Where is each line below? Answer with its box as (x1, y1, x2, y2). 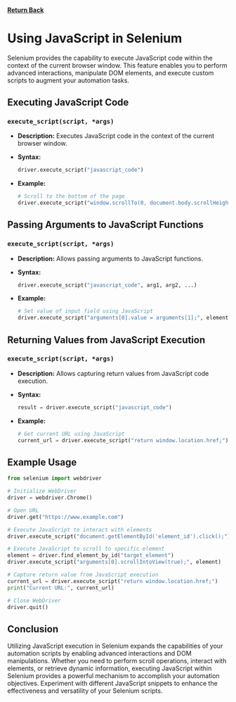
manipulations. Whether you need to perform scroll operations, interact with (7, 657, 227, 665)
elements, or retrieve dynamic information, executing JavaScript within (7, 664, 212, 672)
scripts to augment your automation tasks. (7, 76, 130, 84)
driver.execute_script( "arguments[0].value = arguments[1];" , (17, 314, 204, 322)
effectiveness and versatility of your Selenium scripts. (7, 687, 163, 695)
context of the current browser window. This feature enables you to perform (7, 61, 228, 70)
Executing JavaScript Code (7, 96, 129, 108)
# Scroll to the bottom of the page (17, 193, 125, 200)
